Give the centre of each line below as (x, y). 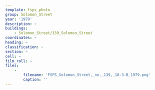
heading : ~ (16, 42)
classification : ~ (24, 47)
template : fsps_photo (28, 10)
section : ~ (16, 51)
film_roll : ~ (19, 61)
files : (12, 65)
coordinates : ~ (21, 38)
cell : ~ (13, 56)
